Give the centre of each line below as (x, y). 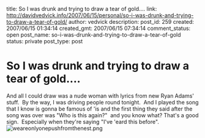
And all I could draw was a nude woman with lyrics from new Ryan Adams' (100, 96)
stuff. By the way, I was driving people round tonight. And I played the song (102, 102)
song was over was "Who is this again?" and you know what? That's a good (102, 115)
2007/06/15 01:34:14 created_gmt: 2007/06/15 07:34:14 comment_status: (99, 28)
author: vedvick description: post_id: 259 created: (131, 22)
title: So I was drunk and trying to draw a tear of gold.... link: (82, 9)
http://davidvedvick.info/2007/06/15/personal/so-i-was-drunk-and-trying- (100, 15)
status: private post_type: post (45, 41)
